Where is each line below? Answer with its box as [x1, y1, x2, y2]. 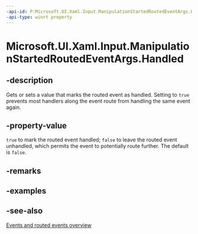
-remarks [6, 166, 41, 176]
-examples [6, 186, 47, 196]
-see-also [6, 206, 43, 216]
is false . [6, 149, 27, 156]
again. [6, 104, 22, 111]
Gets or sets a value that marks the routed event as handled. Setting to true [6, 91, 190, 98]
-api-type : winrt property [6, 14, 72, 20]
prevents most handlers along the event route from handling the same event [6, 97, 190, 104]
